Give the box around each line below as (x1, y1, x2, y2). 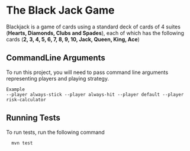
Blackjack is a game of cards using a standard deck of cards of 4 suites (6, 23, 181, 30)
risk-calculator (6, 97, 46, 102)
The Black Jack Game (6, 4, 115, 17)
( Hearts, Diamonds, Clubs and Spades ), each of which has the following (6, 29, 185, 36)
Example (6, 86, 25, 92)
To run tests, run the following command (6, 128, 105, 136)
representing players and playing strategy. (6, 75, 110, 82)
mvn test (11, 140, 33, 146)
